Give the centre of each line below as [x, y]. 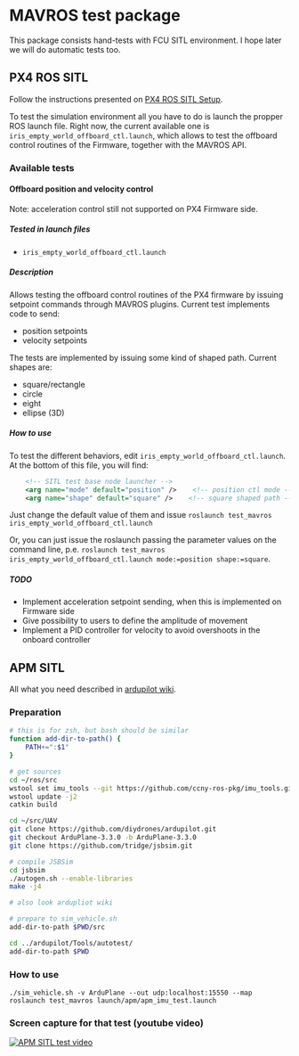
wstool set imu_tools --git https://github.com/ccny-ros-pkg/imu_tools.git [153, 788]
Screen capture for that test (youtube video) [107, 1023]
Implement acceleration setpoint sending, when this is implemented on [152, 602]
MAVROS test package [95, 16]
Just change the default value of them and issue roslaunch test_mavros [141, 515]
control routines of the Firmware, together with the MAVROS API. [128, 144]
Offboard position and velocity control [81, 189]
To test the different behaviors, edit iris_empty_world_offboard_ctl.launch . [148, 455]
